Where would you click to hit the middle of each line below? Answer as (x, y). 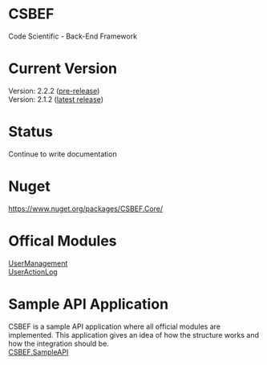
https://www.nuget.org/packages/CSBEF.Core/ (86, 209)
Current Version (63, 69)
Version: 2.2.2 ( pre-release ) (54, 91)
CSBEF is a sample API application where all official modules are (114, 326)
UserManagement (38, 263)
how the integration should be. (59, 343)
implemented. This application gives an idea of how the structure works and (133, 335)
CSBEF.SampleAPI (38, 352)
